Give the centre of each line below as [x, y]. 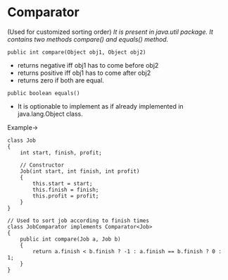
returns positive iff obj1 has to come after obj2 [84, 73]
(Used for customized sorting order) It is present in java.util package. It [110, 32]
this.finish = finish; [66, 190]
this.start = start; [63, 183]
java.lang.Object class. [50, 114]
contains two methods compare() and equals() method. [88, 39]
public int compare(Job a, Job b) [70, 239]
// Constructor [42, 165]
